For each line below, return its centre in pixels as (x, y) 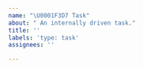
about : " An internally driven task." (72, 23)
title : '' (24, 30)
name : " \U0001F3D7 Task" (49, 15)
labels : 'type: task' (44, 38)
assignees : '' (32, 45)
